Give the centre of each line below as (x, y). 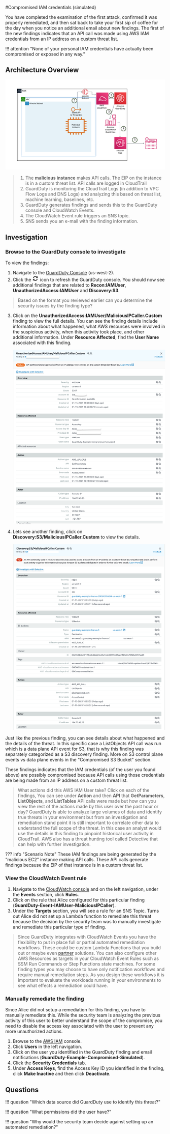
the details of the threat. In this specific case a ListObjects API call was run (83, 743)
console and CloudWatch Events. (60, 210)
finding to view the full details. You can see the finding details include (85, 321)
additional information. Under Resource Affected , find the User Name (86, 337)
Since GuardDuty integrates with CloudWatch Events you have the (87, 937)
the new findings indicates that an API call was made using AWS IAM (77, 33)
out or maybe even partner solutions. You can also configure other (87, 953)
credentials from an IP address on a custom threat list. (62, 39)
